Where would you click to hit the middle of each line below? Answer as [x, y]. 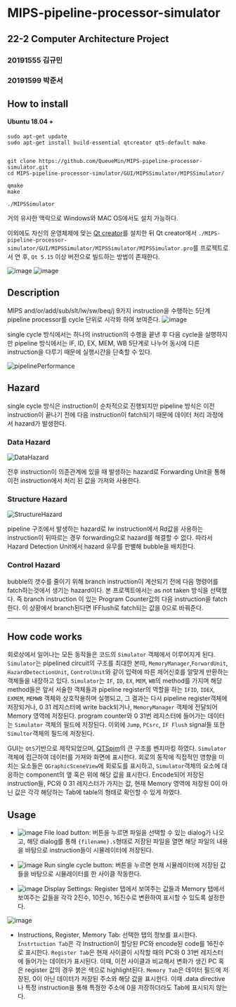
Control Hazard [34, 565]
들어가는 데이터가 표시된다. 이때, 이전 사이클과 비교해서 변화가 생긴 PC [121, 961]
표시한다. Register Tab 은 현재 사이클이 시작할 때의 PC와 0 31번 [112, 952]
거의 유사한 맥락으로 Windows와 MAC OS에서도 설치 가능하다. [93, 218]
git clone [22, 162]
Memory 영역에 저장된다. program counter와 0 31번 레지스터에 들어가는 [107, 716]
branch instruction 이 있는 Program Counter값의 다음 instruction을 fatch [126, 599]
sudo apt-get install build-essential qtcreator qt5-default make [106, 143]
